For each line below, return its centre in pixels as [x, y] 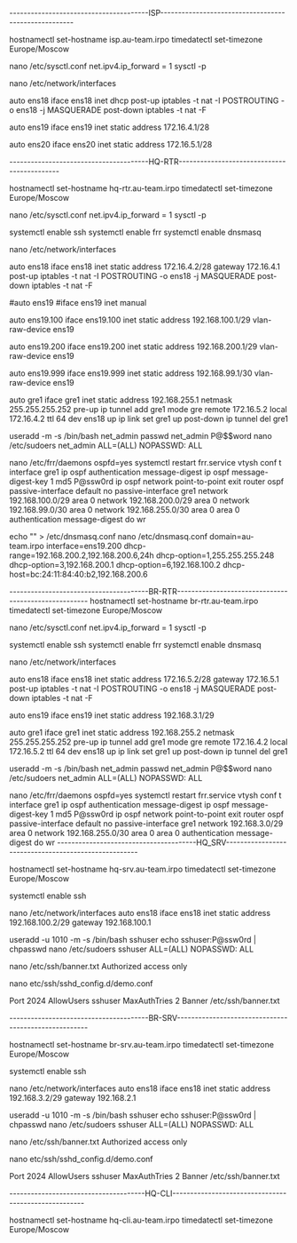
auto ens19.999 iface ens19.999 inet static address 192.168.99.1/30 [131, 373]
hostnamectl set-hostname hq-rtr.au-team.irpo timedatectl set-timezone [141, 188]
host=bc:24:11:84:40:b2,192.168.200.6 [78, 574]
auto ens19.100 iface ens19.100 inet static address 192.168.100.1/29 [130, 320]
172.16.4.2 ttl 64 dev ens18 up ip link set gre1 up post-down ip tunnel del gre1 [149, 418]
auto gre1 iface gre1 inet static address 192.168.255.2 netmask [122, 733]
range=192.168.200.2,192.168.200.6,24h [82, 555]
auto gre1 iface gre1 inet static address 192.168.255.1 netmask [121, 400]
